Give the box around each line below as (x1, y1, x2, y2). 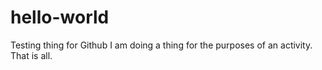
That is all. (10, 49, 53, 61)
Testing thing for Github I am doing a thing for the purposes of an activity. (10, 39, 313, 51)
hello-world (10, 6, 110, 29)
